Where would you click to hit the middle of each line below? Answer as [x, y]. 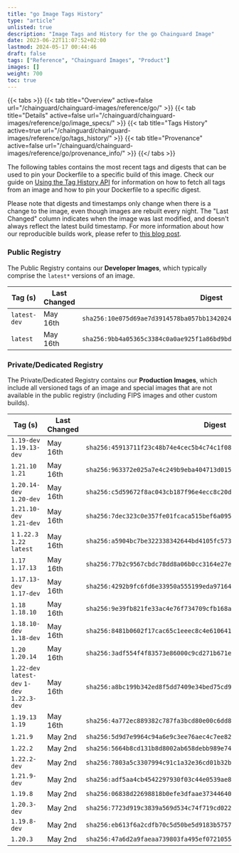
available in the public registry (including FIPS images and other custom [112, 395]
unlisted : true [30, 27]
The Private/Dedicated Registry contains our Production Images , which [112, 380]
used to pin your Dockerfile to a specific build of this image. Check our [111, 174]
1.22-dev [26, 668]
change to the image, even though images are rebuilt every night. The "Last [118, 211]
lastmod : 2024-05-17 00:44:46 [52, 47]
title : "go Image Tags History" [55, 14]
